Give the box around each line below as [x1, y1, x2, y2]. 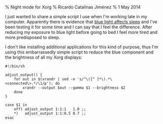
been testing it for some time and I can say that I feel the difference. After [5, 24, 152, 30]
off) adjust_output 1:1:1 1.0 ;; [14, 107, 86, 112]
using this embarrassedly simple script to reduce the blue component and [5, 49, 154, 55]
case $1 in [5, 102, 27, 107]
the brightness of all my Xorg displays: [5, 54, 82, 60]
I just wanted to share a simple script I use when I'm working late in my [5, 14, 147, 19]
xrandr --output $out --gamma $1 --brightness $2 [22, 85, 125, 90]
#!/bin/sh [5, 64, 25, 69]
